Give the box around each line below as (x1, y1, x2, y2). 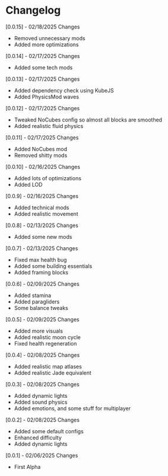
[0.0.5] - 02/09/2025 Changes (5, 315, 80, 323)
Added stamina (14, 292, 51, 299)
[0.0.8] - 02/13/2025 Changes (5, 222, 79, 229)
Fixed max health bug (14, 256, 67, 263)
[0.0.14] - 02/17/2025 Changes (5, 52, 80, 59)
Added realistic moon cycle (14, 333, 81, 341)
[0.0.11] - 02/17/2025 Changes (5, 134, 79, 141)
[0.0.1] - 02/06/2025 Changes (5, 452, 78, 459)
